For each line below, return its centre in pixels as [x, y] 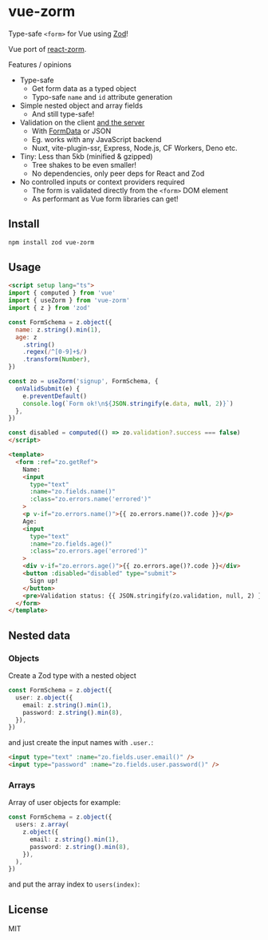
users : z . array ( [42, 825]
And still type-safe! [63, 113]
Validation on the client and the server [82, 122]
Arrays [22, 785]
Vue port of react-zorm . [47, 49]
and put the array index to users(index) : [74, 884]
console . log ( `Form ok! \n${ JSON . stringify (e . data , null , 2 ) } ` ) [128, 403]
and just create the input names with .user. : [81, 743]
